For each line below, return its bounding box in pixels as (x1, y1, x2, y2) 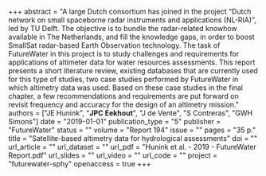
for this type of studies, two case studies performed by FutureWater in (8, 75, 239, 84)
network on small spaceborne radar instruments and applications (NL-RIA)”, (8, 15, 256, 25)
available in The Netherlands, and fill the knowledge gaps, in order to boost (8, 32, 255, 41)
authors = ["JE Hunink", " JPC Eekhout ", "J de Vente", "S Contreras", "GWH (8, 108, 253, 118)
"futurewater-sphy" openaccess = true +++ (8, 159, 151, 168)
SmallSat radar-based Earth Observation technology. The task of (8, 41, 221, 50)
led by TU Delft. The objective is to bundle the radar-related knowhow (8, 24, 237, 33)
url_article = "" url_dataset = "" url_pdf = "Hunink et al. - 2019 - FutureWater (8, 143, 257, 151)
